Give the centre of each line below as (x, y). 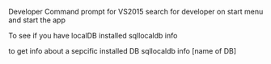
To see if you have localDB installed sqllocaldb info (93, 36)
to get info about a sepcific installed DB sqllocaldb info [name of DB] (123, 51)
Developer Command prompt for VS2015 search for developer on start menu (136, 12)
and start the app (37, 20)
